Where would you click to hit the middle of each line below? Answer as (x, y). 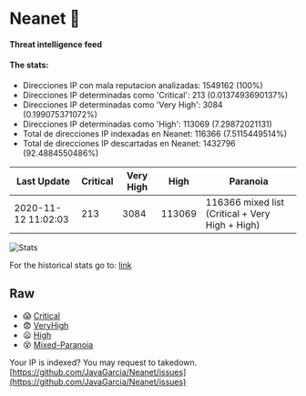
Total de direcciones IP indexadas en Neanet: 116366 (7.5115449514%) (155, 133)
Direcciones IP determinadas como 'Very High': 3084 (122, 105)
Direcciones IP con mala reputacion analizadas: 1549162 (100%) (143, 85)
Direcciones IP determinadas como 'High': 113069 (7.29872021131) (148, 124)
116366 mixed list (245, 202)
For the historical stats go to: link (71, 265)
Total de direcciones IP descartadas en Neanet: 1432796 (129, 143)
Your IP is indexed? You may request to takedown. (103, 362)
